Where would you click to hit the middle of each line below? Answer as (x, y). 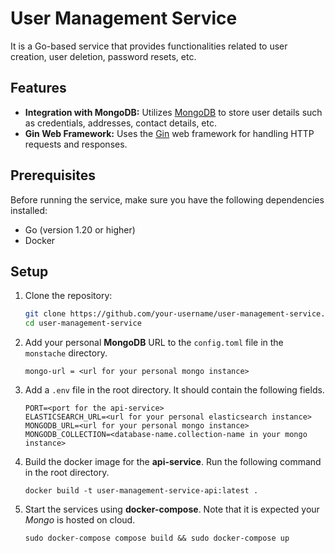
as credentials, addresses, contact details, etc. (120, 123)
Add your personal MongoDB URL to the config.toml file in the (154, 343)
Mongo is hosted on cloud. (80, 520)
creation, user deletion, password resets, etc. (103, 56)
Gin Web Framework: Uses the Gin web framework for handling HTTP (169, 133)
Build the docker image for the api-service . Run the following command (173, 462)
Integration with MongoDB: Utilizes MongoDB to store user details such (173, 112)
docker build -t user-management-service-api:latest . (141, 491)
